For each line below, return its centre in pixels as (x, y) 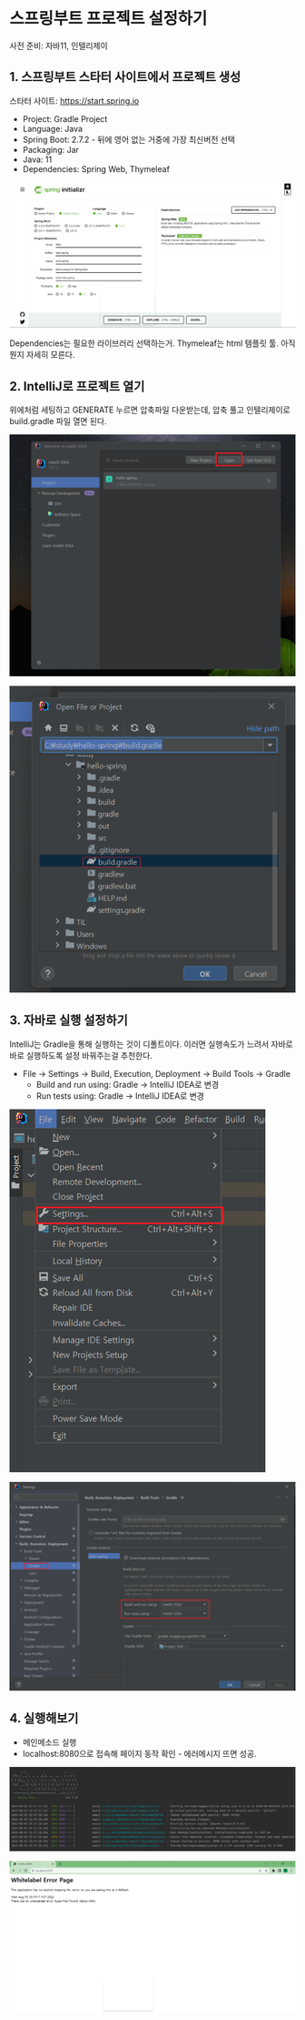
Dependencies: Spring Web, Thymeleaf (96, 168)
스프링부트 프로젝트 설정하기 (108, 19)
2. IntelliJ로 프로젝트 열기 (77, 386)
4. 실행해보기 (44, 1718)
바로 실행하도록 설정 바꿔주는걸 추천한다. (81, 1055)
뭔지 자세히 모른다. (42, 355)
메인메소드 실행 (49, 1742)
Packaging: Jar (51, 149)
